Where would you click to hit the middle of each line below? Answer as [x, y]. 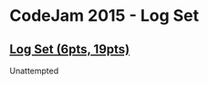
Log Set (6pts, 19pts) [70, 49]
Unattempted [34, 71]
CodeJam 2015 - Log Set [104, 16]
